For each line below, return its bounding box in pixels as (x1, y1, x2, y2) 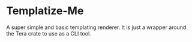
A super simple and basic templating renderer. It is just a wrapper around (6, 24, 187, 31)
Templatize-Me (6, 4, 84, 18)
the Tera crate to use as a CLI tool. (6, 30, 91, 37)
